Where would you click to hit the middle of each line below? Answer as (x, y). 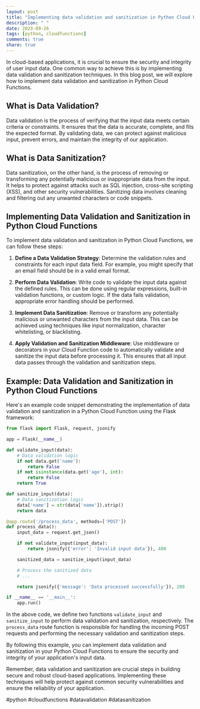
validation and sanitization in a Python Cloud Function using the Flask (91, 411)
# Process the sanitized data (54, 570)
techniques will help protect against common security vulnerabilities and (95, 682)
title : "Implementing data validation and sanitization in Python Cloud (98, 17)
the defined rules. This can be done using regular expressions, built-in (101, 289)
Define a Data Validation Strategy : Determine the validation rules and (100, 258)
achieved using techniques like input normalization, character (90, 326)
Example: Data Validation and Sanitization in (90, 381)
